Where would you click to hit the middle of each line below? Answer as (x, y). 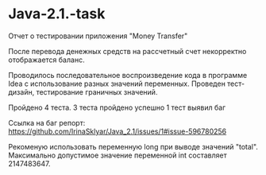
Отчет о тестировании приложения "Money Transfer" (98, 36)
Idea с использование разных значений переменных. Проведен (117, 84)
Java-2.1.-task (57, 14)
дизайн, (21, 91)
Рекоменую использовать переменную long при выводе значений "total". (133, 146)
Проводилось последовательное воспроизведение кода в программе (128, 75)
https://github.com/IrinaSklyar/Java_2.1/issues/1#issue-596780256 (118, 131)
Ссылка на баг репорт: (47, 122)
